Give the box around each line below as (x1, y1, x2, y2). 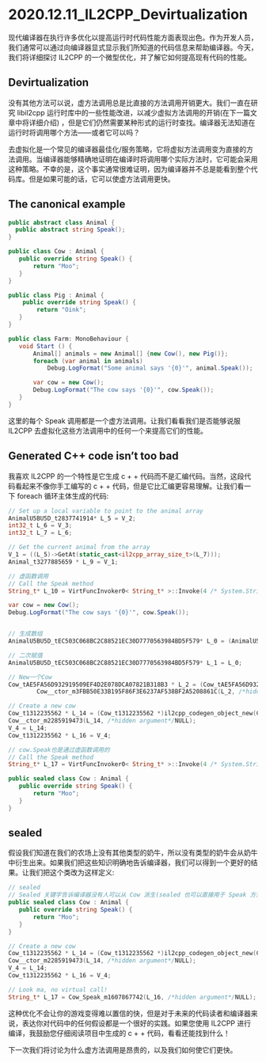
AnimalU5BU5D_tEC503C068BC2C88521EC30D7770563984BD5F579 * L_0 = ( (8, 637, 232, 645)
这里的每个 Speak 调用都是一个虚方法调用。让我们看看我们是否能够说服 (8, 415, 241, 425)
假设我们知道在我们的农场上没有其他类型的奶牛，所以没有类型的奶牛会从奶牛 (8, 848, 258, 858)
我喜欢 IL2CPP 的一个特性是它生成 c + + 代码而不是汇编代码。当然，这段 (8, 471, 245, 480)
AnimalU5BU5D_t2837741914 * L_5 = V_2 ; (8, 514, 136, 522)
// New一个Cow (8, 673, 53, 681)
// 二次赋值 (8, 651, 44, 659)
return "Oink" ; (36, 306, 87, 314)
